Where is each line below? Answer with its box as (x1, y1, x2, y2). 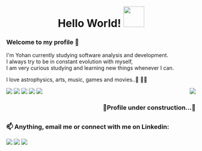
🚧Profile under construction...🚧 (103, 103, 196, 112)
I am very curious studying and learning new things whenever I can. (6, 64, 174, 72)
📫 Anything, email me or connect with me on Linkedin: (6, 122, 170, 131)
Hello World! (58, 17, 121, 30)
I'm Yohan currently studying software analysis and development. (6, 52, 169, 59)
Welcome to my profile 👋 (6, 38, 79, 46)
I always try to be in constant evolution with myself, (6, 58, 133, 66)
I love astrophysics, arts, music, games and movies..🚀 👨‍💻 (6, 76, 147, 84)
